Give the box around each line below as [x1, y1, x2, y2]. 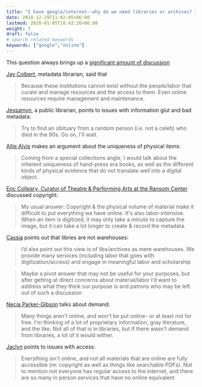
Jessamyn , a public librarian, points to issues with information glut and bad [6, 106, 192, 114]
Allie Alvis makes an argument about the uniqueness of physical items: [6, 142, 182, 150]
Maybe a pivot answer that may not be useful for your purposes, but [20, 270, 191, 277]
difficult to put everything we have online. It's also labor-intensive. [20, 209, 185, 216]
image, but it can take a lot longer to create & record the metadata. [20, 222, 186, 229]
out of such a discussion [20, 289, 82, 296]
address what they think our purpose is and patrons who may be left [20, 282, 191, 290]
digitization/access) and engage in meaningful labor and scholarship [20, 258, 191, 265]
